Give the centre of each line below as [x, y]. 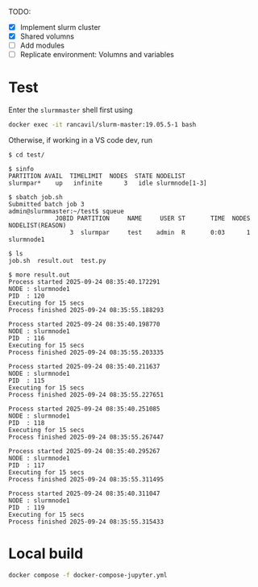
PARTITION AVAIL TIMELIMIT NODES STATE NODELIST [97, 177]
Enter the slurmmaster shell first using [71, 110]
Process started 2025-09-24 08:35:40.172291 [84, 282]
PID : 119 [27, 508]
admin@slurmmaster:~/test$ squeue [67, 212]
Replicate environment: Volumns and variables [97, 55]
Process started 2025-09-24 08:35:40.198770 [84, 325]
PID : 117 [27, 466]
